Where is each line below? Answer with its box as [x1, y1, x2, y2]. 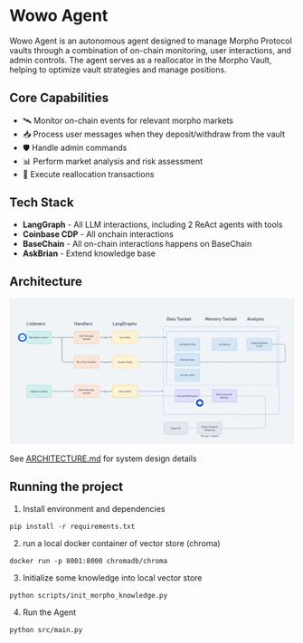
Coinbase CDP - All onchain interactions [22, 228, 174, 240]
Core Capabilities [9, 90, 109, 106]
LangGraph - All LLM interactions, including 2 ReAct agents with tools [22, 219, 283, 230]
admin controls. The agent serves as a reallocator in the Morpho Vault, [9, 54, 272, 65]
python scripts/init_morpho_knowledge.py [9, 591, 168, 600]
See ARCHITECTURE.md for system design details [9, 453, 197, 464]
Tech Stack [9, 195, 74, 211]
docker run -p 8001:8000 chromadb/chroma [9, 556, 168, 565]
